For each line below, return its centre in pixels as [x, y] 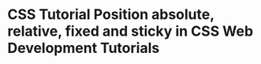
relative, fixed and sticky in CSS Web [130, 31]
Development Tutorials [84, 48]
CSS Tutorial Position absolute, [111, 15]
